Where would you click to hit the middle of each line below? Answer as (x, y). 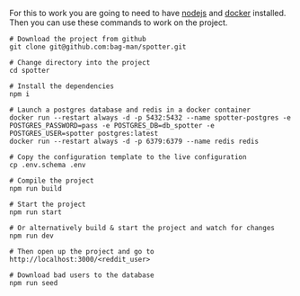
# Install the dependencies (62, 86)
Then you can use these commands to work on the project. (119, 22)
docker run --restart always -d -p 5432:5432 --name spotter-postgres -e (150, 118)
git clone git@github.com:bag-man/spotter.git (98, 47)
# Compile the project (52, 181)
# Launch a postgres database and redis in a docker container (130, 110)
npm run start (36, 212)
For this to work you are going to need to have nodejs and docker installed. (148, 13)
